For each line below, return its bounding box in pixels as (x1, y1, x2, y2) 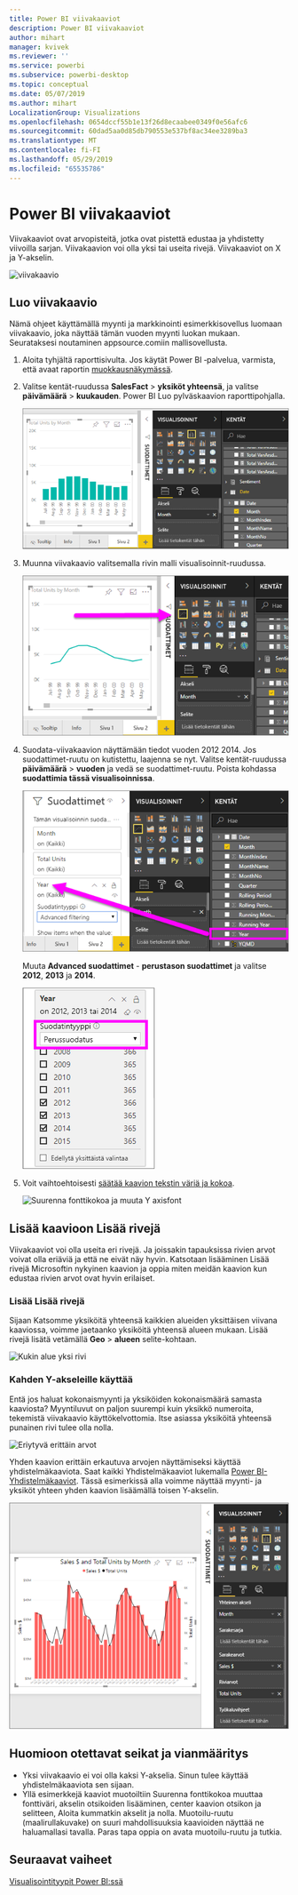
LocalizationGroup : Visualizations (9, 108, 141, 117)
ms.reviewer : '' (9, 52, 69, 61)
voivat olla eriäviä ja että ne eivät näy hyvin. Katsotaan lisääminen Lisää (9, 1254, 270, 1265)
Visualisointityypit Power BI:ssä (9, 1875, 124, 1886)
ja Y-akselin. (9, 252, 55, 262)
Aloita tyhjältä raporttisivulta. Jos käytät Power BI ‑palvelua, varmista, (21, 355, 277, 365)
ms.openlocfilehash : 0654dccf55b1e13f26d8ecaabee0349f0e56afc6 (9, 117, 248, 126)
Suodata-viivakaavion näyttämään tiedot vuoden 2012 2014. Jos (21, 745, 257, 756)
